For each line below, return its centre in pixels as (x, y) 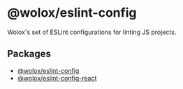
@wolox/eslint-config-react (57, 78)
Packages (29, 54)
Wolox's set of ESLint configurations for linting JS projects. (92, 32)
